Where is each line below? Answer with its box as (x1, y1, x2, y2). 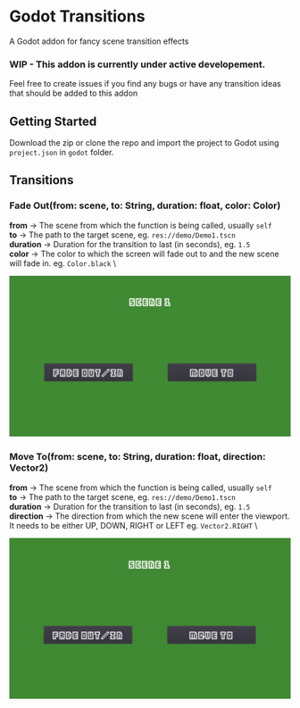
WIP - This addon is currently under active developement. (9, 58, 266, 71)
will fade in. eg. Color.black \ (9, 257, 117, 269)
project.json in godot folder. (9, 147, 114, 158)
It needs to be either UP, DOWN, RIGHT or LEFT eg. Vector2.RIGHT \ (9, 520, 258, 530)
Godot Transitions (9, 6, 146, 27)
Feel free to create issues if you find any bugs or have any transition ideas (9, 79, 281, 89)
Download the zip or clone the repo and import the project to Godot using (9, 137, 279, 148)
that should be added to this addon (9, 87, 138, 99)
